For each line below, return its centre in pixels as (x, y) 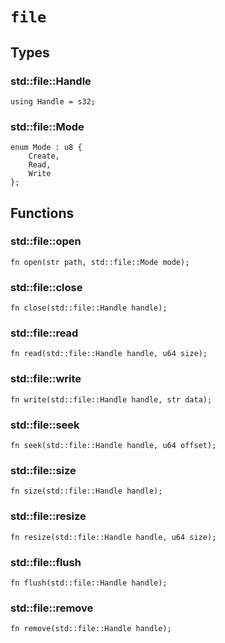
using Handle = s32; (53, 101)
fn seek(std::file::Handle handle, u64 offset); (113, 446)
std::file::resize (48, 516)
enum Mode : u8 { (46, 148)
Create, (44, 156)
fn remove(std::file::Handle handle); (91, 629)
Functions (42, 213)
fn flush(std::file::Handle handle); (89, 583)
